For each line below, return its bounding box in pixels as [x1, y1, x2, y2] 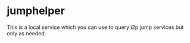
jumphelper [7, 4, 65, 18]
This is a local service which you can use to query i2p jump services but [7, 24, 184, 31]
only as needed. [7, 29, 46, 37]
